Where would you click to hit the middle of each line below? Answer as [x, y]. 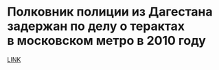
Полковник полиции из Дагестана [110, 12]
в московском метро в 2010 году [106, 41]
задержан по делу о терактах [96, 26]
